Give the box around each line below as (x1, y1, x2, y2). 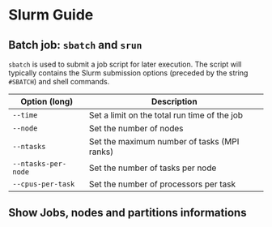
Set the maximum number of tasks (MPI (88, 136, 240, 147)
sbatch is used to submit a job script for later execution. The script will (8, 59, 242, 69)
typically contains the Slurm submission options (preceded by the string (8, 68, 249, 78)
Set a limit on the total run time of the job (88, 109, 244, 121)
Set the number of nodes (88, 123, 184, 134)
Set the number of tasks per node (88, 162, 217, 173)
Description (151, 96, 198, 107)
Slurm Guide (8, 6, 94, 24)
